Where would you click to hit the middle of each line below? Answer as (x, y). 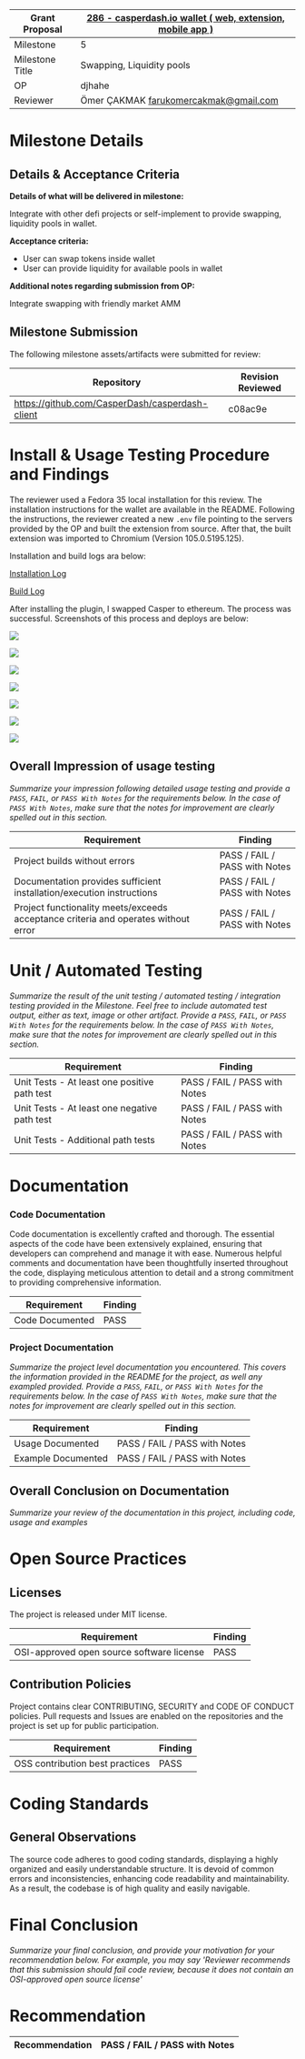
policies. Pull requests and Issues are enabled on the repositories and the (147, 1716)
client (26, 415)
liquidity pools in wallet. (54, 223)
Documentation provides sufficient (88, 881)
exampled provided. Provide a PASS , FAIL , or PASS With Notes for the (136, 1387)
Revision (260, 377)
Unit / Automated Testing (106, 970)
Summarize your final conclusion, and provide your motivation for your (142, 1950)
